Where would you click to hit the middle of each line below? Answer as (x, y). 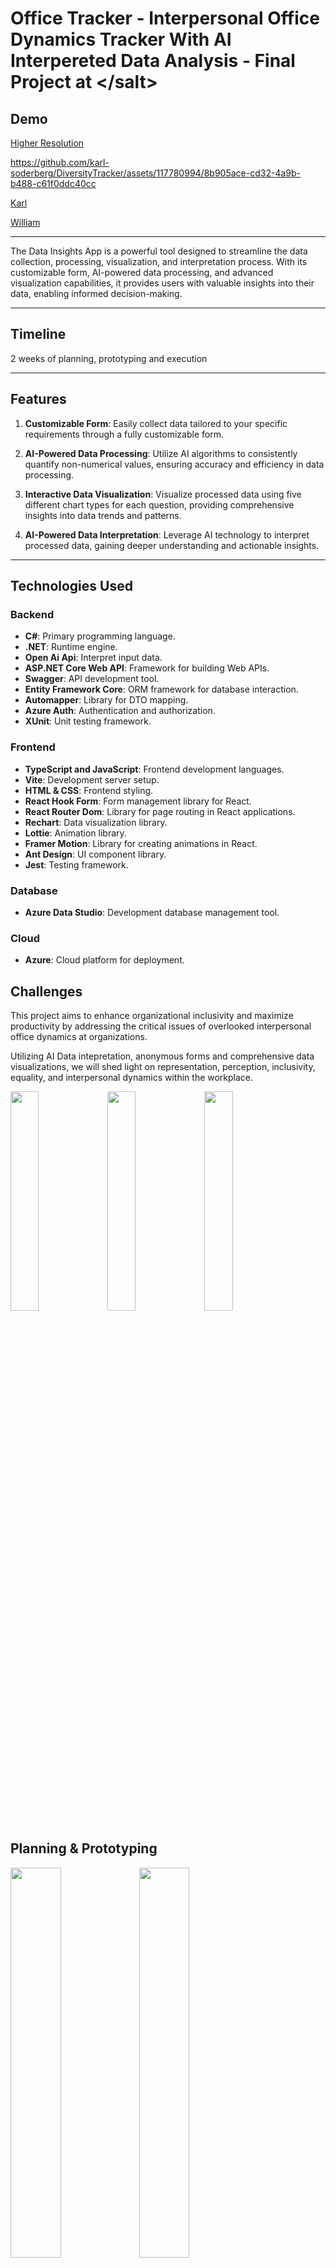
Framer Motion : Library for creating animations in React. (141, 843)
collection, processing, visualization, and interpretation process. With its (159, 261)
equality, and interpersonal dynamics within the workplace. (132, 1078)
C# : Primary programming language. (100, 636)
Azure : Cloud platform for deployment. (104, 960)
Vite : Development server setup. (92, 779)
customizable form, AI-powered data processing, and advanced (142, 272)
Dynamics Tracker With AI (121, 39)
